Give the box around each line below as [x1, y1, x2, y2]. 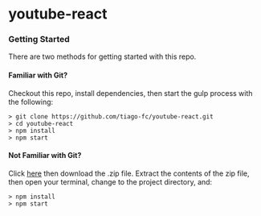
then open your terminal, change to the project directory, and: [8, 177, 213, 186]
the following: [8, 97, 54, 106]
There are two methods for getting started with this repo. [8, 52, 197, 61]
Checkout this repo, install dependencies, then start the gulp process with [8, 88, 253, 98]
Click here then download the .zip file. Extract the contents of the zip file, [8, 168, 250, 178]
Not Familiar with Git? [8, 151, 82, 160]
